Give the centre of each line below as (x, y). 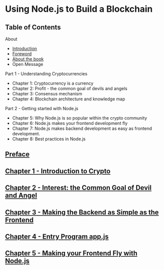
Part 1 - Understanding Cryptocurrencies (46, 74)
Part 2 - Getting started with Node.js (42, 108)
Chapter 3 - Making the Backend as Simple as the (82, 212)
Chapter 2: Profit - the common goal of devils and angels (70, 89)
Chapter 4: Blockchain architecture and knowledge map (68, 99)
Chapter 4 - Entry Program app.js (57, 236)
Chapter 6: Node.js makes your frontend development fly (70, 123)
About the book (28, 59)
